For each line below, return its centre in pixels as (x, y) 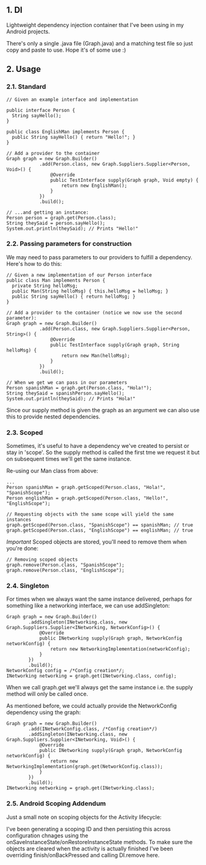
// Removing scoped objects (42, 560)
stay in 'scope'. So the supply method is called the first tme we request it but (103, 452)
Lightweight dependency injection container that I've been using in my (95, 25)
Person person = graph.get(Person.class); (61, 217)
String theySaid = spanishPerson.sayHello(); (65, 393)
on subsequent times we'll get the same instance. (69, 459)
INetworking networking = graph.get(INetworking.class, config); (91, 676)
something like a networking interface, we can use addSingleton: (88, 606)
